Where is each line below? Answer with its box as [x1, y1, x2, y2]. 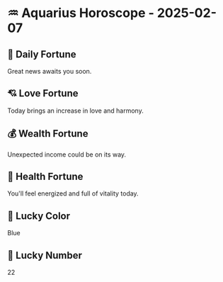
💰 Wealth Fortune [7, 128, 88, 140]
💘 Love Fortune [7, 87, 79, 100]
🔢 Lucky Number [7, 249, 83, 261]
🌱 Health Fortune [7, 171, 84, 183]
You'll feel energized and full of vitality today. [7, 189, 139, 198]
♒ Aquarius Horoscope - [7, 5, 154, 21]
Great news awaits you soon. [7, 67, 92, 75]
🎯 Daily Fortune [7, 48, 76, 60]
